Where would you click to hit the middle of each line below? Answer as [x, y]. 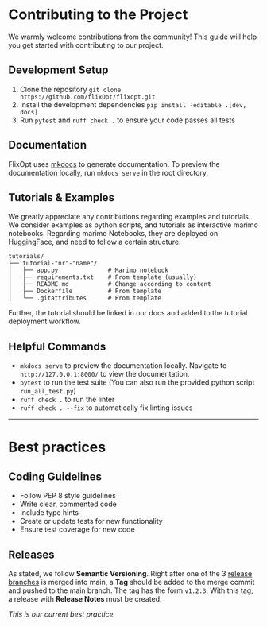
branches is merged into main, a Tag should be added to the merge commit [132, 582]
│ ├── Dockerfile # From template [85, 292]
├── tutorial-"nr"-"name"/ [53, 264]
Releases [31, 554]
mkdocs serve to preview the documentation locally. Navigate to [123, 366]
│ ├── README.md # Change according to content [110, 284]
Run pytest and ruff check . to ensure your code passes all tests [128, 120]
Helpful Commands [57, 346]
